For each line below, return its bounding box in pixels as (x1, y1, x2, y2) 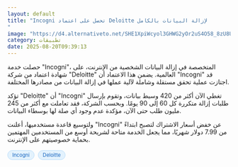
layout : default (7, 10, 55, 18)
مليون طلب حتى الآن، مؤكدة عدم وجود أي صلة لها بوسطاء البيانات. (7, 107, 182, 115)
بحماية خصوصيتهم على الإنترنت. (7, 135, 91, 144)
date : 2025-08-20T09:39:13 (7, 43, 87, 50)
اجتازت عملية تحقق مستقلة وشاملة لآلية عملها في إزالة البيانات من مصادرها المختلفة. (7, 78, 229, 86)
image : (7, 30, 27, 38)
